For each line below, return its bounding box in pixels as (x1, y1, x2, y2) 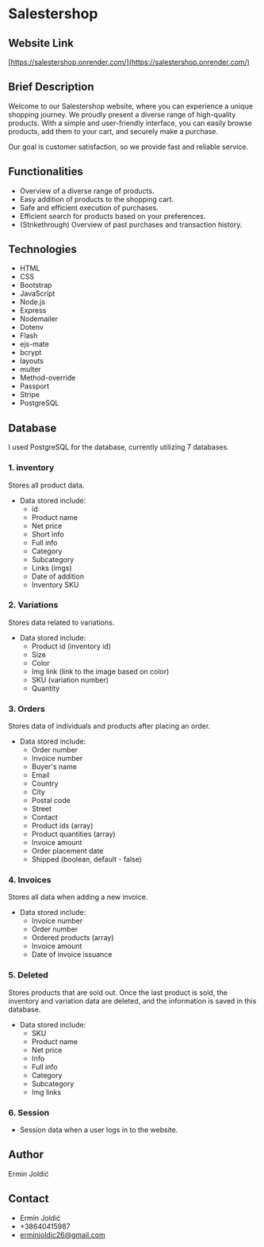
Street (31, 804, 52, 813)
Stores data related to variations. (8, 618, 115, 627)
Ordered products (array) (31, 933, 114, 943)
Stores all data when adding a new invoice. (8, 893, 148, 902)
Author (8, 1148, 44, 1161)
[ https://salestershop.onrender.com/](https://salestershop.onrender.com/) (8, 57, 250, 67)
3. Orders (8, 703, 45, 714)
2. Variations (8, 599, 59, 610)
